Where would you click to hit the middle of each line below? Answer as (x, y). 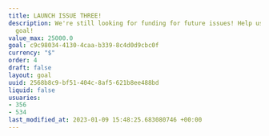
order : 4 (23, 61)
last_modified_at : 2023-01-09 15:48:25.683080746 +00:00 (105, 120)
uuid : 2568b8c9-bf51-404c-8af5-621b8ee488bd (84, 82)
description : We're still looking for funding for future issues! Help (130, 23)
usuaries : (25, 98)
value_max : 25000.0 (41, 38)
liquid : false (32, 90)
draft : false (30, 68)
